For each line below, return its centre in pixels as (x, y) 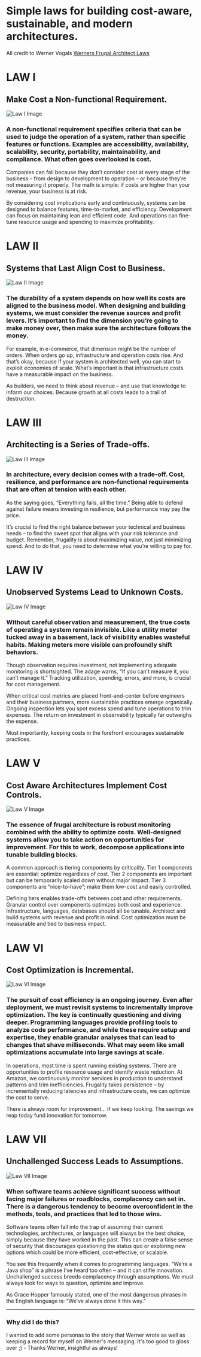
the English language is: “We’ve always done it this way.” (76, 1301)
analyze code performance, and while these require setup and (98, 1030)
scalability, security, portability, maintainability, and (83, 152)
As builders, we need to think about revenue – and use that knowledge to (96, 386)
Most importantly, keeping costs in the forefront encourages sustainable (95, 733)
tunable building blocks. (42, 855)
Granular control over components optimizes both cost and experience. (94, 905)
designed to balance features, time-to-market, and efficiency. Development (99, 209)
